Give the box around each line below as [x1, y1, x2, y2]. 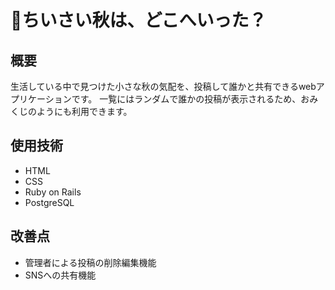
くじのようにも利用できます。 [10, 106, 133, 117]
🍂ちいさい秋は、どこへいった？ [10, 9, 267, 32]
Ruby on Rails [24, 186, 82, 198]
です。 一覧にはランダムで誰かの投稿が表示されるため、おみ [71, 93, 319, 105]
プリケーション [10, 93, 72, 105]
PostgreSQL [24, 196, 75, 208]
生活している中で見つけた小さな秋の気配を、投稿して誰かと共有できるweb [10, 81, 317, 92]
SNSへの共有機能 [24, 269, 97, 281]
